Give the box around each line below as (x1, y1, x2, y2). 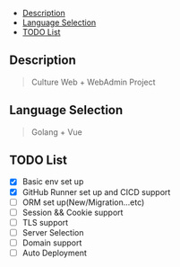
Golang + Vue (30, 126, 82, 138)
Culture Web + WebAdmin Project (30, 76, 156, 87)
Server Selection (21, 227, 84, 237)
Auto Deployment (21, 247, 87, 258)
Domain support (21, 237, 82, 248)
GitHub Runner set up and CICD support (21, 186, 171, 197)
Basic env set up (21, 176, 84, 187)
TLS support (21, 217, 69, 227)
